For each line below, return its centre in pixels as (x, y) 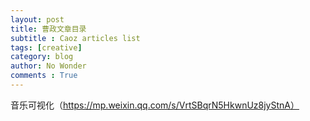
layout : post (37, 19)
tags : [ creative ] (46, 47)
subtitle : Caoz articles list (75, 38)
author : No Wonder (48, 66)
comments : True (44, 76)
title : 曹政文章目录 (48, 29)
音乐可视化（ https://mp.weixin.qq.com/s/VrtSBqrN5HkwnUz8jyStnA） (155, 105)
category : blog (42, 57)
